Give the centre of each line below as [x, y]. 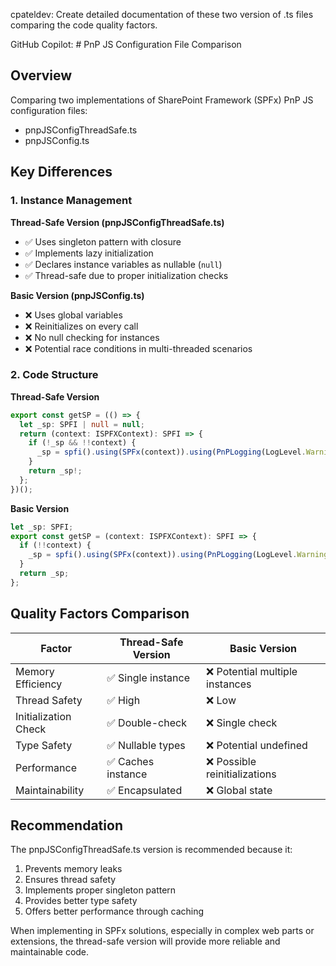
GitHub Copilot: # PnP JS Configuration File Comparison [126, 44]
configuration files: [49, 110]
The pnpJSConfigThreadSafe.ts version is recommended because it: [151, 850]
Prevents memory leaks [73, 869]
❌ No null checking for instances [92, 337]
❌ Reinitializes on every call [81, 326]
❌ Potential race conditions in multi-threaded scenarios [138, 348]
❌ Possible [231, 761]
